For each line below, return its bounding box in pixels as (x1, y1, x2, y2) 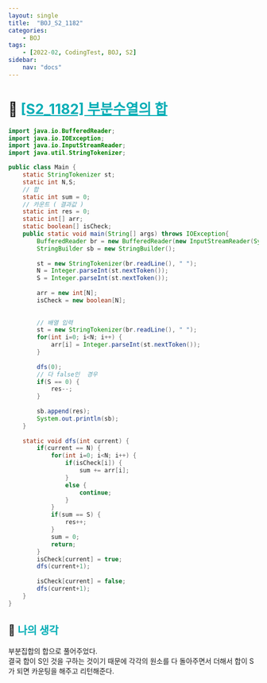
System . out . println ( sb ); (37, 414, 119, 422)
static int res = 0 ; (22, 208, 91, 215)
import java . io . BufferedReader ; (8, 126, 115, 135)
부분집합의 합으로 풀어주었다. (8, 646, 98, 656)
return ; (50, 540, 77, 549)
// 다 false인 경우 (37, 371, 98, 378)
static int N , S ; (22, 178, 77, 186)
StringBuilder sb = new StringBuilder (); (37, 244, 176, 253)
